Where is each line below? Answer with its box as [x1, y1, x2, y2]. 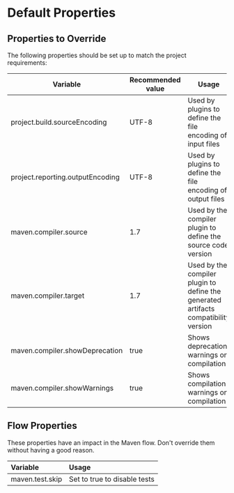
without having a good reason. [7, 446, 95, 454]
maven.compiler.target [10, 291, 85, 301]
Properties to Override [7, 33, 107, 45]
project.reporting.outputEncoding [10, 172, 120, 182]
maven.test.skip [10, 474, 63, 484]
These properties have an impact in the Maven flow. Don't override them [7, 438, 215, 447]
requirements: [7, 59, 47, 67]
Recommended [129, 75, 181, 84]
